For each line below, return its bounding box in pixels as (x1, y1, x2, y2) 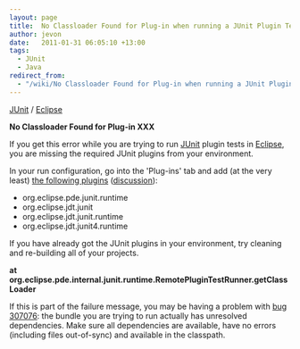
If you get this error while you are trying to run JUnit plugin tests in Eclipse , (9, 138, 285, 149)
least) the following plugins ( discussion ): (9, 175, 158, 186)
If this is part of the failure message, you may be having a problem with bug (9, 301, 287, 312)
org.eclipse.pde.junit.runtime (21, 192, 129, 203)
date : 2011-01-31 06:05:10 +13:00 (9, 37, 146, 47)
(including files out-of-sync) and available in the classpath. (9, 329, 226, 340)
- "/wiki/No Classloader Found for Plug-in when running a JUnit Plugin (17, 79, 294, 88)
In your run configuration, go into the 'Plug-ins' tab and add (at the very (9, 165, 272, 176)
